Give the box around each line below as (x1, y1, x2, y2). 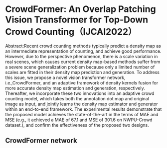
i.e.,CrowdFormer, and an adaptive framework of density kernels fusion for (5, 79, 159, 85)
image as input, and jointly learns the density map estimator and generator (5, 101, 158, 107)
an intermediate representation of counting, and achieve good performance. (5, 48, 162, 54)
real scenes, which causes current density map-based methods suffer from (5, 59, 161, 65)
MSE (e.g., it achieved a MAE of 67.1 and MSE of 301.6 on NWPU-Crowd (5, 117, 153, 123)
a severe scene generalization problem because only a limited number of (5, 64, 155, 70)
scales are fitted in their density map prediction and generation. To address (5, 69, 160, 75)
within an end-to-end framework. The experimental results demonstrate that (5, 106, 162, 112)
